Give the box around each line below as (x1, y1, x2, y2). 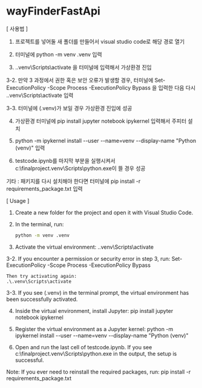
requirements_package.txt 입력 (6, 185, 83, 192)
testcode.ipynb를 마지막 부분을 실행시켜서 (15, 157, 116, 164)
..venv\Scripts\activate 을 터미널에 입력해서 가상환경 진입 (15, 64, 152, 71)
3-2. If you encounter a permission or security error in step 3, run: (6, 255, 171, 262)
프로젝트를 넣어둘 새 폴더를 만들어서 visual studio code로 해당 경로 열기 (15, 38, 185, 45)
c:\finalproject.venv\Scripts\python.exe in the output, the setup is (15, 350, 177, 357)
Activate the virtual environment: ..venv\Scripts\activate (15, 243, 154, 251)
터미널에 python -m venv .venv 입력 (15, 50, 102, 58)
